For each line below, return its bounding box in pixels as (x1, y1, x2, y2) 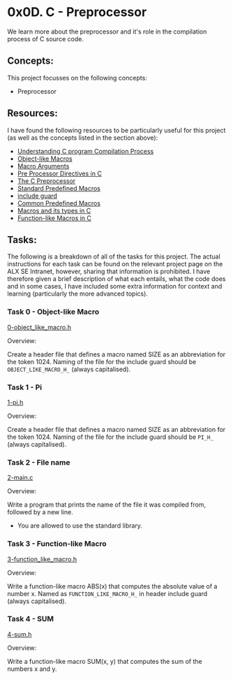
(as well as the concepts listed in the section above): (7, 133, 158, 142)
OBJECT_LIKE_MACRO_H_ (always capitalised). (7, 365, 131, 373)
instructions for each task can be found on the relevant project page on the (7, 260, 223, 268)
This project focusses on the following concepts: (7, 73, 148, 82)
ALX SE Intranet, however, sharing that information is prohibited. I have (7, 267, 211, 276)
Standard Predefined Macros (17, 184, 101, 192)
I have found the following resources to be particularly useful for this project (7, 126, 226, 134)
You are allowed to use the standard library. (17, 521, 143, 530)
